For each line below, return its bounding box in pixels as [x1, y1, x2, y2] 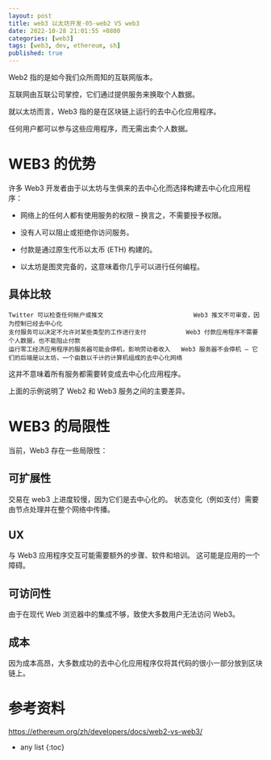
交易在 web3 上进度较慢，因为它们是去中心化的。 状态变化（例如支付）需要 [8, 494, 260, 504]
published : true [8, 49, 63, 57]
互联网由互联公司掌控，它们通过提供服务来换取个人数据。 [8, 89, 199, 99]
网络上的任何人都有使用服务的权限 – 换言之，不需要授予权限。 [19, 210, 226, 220]
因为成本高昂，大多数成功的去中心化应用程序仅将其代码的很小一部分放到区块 [8, 658, 263, 667]
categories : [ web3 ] [8, 34, 74, 43]
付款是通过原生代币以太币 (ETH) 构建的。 [19, 244, 157, 254]
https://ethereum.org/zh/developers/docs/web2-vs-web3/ [8, 726, 203, 736]
